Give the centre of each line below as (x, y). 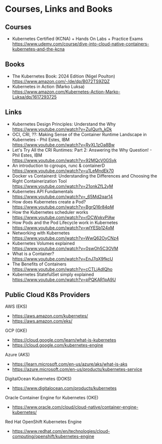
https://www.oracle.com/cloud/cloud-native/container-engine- (75, 407)
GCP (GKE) (16, 331)
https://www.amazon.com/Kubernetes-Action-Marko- (66, 92)
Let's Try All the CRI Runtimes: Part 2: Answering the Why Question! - (82, 150)
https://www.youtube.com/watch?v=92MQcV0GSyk (64, 160)
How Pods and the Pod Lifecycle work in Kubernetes (65, 222)
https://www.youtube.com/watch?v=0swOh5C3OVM (65, 248)
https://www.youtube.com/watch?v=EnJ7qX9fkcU (62, 259)
